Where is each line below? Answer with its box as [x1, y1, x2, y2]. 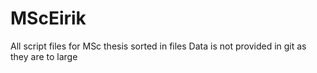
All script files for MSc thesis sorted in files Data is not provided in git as [10, 40, 307, 52]
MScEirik [10, 7, 87, 30]
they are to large [10, 50, 78, 62]
